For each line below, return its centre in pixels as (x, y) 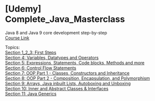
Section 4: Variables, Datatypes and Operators (52, 57)
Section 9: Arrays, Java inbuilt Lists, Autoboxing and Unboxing (68, 83)
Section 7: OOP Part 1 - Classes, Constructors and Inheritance (67, 73)
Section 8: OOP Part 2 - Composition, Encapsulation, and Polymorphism (77, 78)
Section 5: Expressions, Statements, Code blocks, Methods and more (75, 63)
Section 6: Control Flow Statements (41, 68)
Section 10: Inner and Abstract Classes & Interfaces (57, 88)
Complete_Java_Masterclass (65, 19)
